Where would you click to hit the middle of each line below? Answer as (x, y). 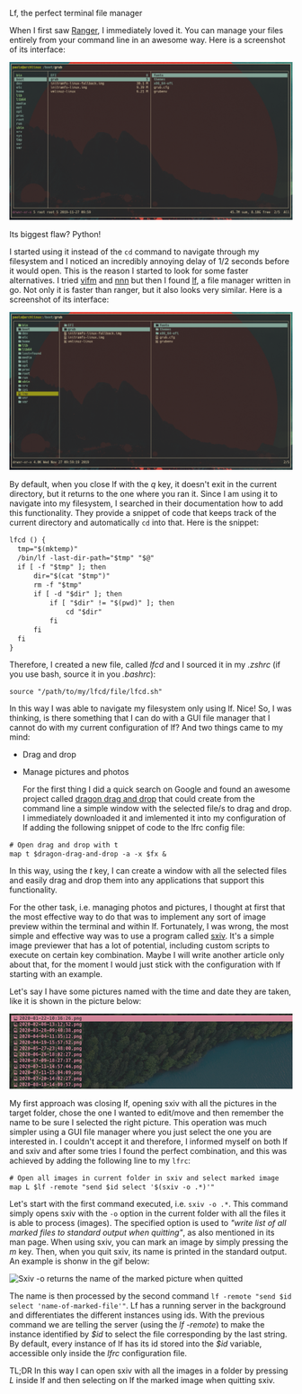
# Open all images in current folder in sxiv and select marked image (144, 1178)
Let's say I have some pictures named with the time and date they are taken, (151, 991)
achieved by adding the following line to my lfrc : (100, 1161)
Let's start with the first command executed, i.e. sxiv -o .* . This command (149, 1204)
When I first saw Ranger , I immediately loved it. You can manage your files (147, 30)
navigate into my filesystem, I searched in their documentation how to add (147, 503)
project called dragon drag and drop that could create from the (138, 799)
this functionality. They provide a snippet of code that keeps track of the (143, 513)
